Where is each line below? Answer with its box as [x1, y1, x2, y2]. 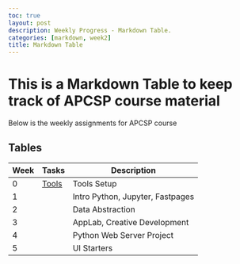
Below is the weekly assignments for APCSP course [8, 118, 177, 128]
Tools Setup [72, 178, 117, 189]
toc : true [8, 11, 41, 20]
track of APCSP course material [8, 92, 220, 110]
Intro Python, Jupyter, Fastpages [72, 191, 195, 202]
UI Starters [72, 243, 113, 254]
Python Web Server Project [72, 229, 174, 240]
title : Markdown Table [8, 41, 83, 49]
